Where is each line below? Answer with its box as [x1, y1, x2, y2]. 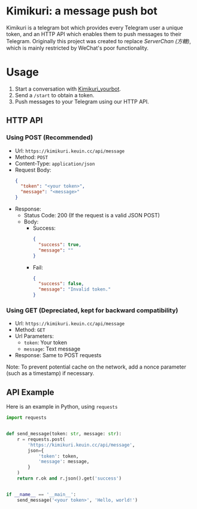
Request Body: [14, 166, 51, 173]
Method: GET [14, 326, 46, 334]
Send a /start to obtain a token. [14, 91, 95, 98]
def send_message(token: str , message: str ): [6, 431, 122, 437]
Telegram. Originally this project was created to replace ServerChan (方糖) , [6, 37, 192, 44]
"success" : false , [38, 281, 84, 287]
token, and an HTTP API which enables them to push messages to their [6, 30, 182, 37]
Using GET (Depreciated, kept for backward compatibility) [6, 306, 178, 315]
